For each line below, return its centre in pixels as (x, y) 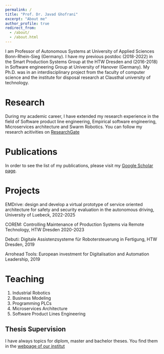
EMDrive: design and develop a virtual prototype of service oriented (74, 204)
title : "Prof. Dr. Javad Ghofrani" (42, 14)
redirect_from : (21, 28)
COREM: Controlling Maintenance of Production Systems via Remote (75, 224)
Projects (23, 191)
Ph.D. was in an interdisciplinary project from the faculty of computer (75, 72)
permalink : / (18, 10)
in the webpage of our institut (35, 346)
